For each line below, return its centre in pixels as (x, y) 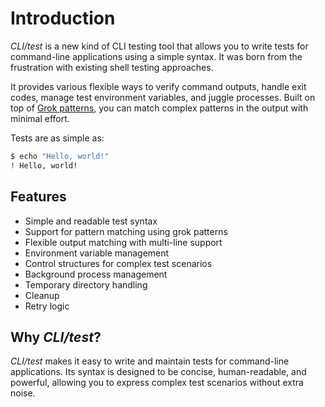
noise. (23, 393)
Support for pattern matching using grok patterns (126, 231)
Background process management (96, 274)
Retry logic (47, 306)
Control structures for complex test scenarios (118, 263)
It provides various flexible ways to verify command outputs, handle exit (158, 86)
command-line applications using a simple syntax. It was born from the (156, 56)
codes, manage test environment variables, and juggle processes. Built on (163, 97)
